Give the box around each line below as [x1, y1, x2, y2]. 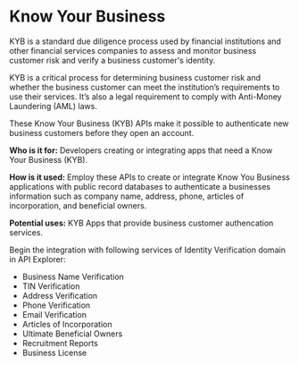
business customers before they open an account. [9, 127, 195, 138]
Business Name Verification [21, 271, 125, 282]
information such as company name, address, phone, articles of [9, 191, 245, 201]
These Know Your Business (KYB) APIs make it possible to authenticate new [9, 118, 289, 129]
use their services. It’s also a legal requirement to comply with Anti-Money [9, 91, 282, 102]
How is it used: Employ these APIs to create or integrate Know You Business [9, 172, 290, 182]
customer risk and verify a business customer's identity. [9, 55, 216, 65]
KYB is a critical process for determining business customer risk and [9, 72, 262, 82]
